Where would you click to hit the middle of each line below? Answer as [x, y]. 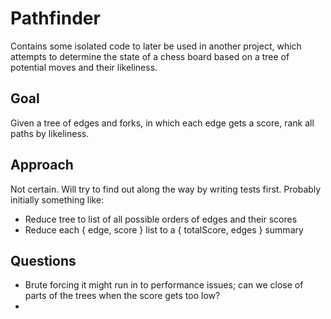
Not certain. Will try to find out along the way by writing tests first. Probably [166, 189]
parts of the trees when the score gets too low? [122, 296]
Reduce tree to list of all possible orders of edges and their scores [161, 219]
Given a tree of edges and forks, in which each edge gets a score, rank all [162, 123]
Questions [43, 260]
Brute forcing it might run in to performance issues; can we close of [164, 285]
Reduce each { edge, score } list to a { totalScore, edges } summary [164, 229]
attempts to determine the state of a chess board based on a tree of [150, 56]
